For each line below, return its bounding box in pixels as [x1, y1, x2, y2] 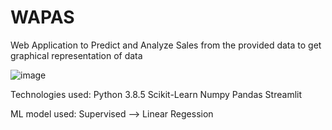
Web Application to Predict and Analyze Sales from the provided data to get [10, 39, 322, 51]
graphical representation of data [10, 49, 143, 61]
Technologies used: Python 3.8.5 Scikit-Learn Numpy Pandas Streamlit [10, 88, 303, 100]
